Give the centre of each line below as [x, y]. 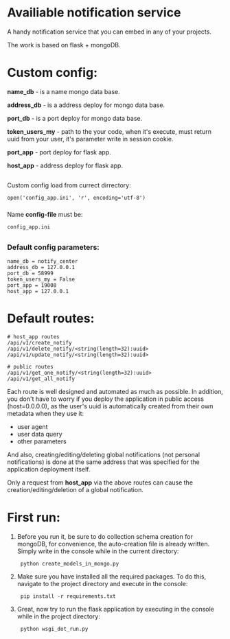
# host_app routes [33, 337]
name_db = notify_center [43, 261]
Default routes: [51, 319]
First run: [34, 518]
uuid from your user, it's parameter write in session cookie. [90, 139]
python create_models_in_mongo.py [70, 564]
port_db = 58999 [30, 273]
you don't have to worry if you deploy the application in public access [106, 399]
